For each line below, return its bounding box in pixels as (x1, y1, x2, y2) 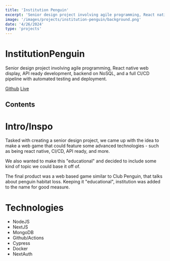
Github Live (5, 86, 29, 92)
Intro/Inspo (5, 120, 53, 132)
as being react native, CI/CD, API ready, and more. (5, 148, 110, 154)
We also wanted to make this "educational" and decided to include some (5, 158, 157, 164)
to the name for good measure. (5, 184, 70, 190)
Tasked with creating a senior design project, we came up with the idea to (5, 138, 159, 144)
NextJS (12, 224, 28, 230)
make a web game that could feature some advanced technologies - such (5, 143, 159, 149)
